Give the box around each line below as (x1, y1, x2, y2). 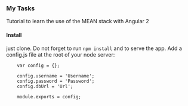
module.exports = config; (17, 93, 82, 99)
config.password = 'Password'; (17, 78, 95, 84)
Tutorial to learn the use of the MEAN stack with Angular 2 (6, 18, 149, 25)
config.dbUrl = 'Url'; (17, 83, 73, 89)
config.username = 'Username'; (17, 73, 95, 79)
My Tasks (6, 4, 35, 13)
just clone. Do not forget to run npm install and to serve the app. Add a (6, 45, 182, 52)
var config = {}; (17, 63, 60, 68)
